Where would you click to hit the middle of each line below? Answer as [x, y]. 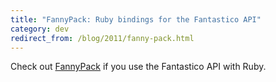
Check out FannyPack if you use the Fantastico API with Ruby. [138, 67]
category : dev [40, 29]
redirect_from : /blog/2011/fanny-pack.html [102, 38]
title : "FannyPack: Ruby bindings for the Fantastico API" [136, 19]
